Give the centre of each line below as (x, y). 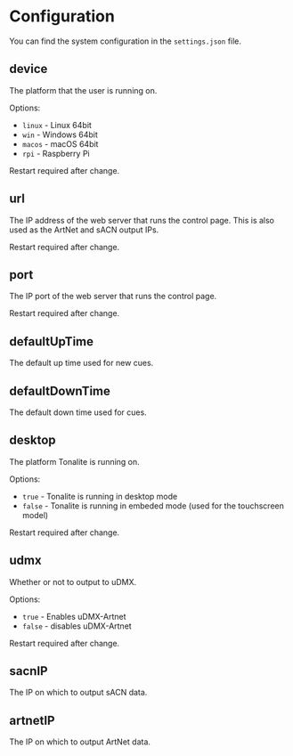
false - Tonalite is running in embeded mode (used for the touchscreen (153, 506)
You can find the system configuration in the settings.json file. (126, 41)
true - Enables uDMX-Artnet (74, 616)
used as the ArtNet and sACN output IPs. (84, 230)
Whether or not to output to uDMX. (73, 581)
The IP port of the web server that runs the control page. (113, 297)
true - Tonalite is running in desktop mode (100, 496)
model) (35, 515)
